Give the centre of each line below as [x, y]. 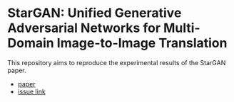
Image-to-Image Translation [142, 43]
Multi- [182, 28]
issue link [32, 91]
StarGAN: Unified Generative [95, 13]
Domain [31, 43]
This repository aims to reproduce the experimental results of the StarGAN [117, 62]
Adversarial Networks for [84, 28]
